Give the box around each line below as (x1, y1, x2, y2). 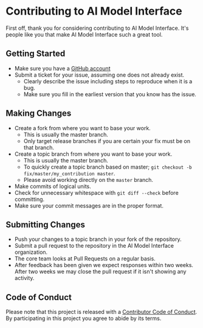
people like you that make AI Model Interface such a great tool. (5, 30, 163, 38)
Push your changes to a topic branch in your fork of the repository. (14, 236, 182, 243)
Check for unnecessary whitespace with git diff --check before (14, 189, 179, 196)
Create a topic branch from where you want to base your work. (14, 150, 173, 158)
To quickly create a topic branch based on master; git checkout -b (23, 163, 192, 170)
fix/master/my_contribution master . (23, 169, 115, 177)
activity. (14, 274, 35, 282)
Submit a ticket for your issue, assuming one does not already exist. (14, 71, 185, 79)
